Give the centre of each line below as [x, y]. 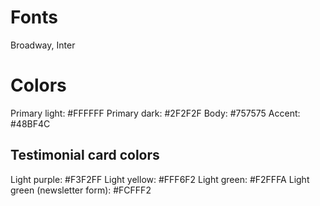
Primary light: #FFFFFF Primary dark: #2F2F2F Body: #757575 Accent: [155, 113]
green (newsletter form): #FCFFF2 [81, 190]
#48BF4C [30, 123]
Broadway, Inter [43, 45]
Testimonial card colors [85, 155]
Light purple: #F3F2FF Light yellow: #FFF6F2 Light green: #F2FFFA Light [160, 179]
